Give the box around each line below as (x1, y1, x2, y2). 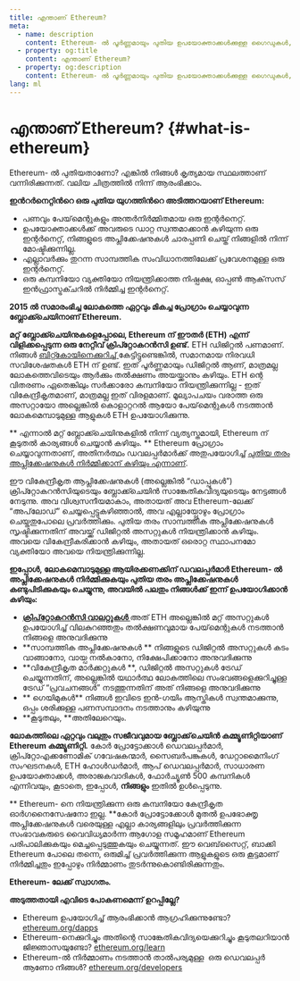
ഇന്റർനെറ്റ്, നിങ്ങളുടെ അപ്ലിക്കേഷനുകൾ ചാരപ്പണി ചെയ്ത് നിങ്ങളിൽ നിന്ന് (21, 233, 288, 244)
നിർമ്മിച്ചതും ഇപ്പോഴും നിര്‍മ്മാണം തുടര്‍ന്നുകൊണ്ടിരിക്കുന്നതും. (9, 859, 225, 869)
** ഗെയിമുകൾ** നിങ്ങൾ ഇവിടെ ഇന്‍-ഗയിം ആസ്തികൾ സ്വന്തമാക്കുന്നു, (21, 692, 279, 702)
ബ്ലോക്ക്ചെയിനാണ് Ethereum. (9, 311, 122, 322)
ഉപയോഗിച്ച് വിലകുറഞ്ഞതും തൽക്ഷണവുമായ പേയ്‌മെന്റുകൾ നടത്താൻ (21, 622, 284, 633)
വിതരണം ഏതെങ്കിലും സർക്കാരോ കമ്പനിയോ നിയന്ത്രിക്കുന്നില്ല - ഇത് (9, 379, 261, 390)
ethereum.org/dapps (21, 922, 98, 933)
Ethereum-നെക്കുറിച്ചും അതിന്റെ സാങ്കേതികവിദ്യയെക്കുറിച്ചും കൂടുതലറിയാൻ (21, 931, 290, 943)
